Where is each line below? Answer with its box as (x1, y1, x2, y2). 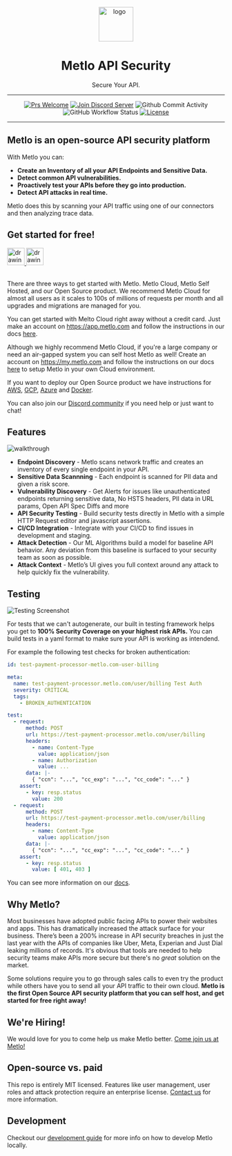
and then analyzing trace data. (7, 209, 94, 217)
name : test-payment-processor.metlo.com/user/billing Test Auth (13, 680, 202, 687)
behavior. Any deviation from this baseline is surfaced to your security (17, 546, 217, 554)
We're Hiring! (7, 1016, 66, 1028)
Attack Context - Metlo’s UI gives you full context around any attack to (17, 560, 219, 569)
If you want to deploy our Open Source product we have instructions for (7, 378, 212, 386)
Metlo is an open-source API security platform (7, 135, 211, 146)
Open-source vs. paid (7, 1062, 103, 1074)
